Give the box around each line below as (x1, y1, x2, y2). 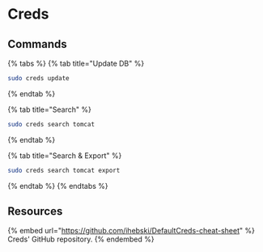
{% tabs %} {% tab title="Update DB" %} (7, 58, 145, 68)
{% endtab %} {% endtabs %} (7, 181, 108, 190)
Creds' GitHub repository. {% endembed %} (7, 234, 155, 244)
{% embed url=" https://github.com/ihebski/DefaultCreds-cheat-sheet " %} (7, 226, 256, 236)
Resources (7, 204, 63, 219)
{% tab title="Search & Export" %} (7, 151, 122, 160)
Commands (7, 37, 68, 51)
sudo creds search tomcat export (7, 166, 121, 174)
